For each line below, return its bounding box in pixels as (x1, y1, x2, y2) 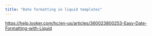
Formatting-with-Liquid (5, 25, 52, 31)
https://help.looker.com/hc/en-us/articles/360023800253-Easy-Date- (5, 20, 147, 26)
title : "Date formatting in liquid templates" (5, 7, 102, 12)
